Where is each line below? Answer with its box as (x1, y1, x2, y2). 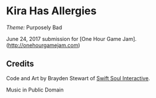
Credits (6, 59, 35, 69)
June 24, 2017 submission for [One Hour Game (6, 35, 121, 42)
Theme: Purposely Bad (6, 24, 63, 31)
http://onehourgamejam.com (8, 42, 79, 49)
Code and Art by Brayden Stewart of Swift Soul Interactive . (6, 74, 151, 81)
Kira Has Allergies (6, 4, 97, 18)
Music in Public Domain (6, 86, 64, 93)
